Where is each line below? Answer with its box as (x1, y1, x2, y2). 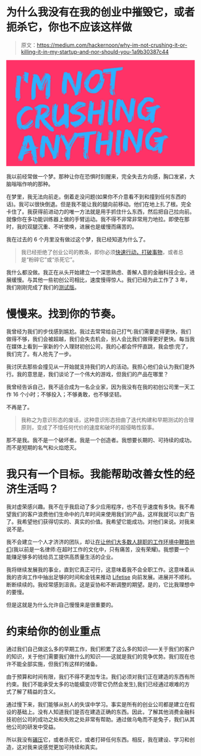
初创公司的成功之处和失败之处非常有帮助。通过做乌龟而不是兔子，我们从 (11, 716, 190, 723)
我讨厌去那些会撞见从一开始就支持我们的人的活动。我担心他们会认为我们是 (6, 363, 190, 370)
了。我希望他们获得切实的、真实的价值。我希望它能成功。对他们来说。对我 (6, 518, 190, 525)
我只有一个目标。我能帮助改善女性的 (6, 467, 185, 481)
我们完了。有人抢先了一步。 (6, 350, 75, 358)
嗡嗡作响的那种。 (11, 180, 54, 188)
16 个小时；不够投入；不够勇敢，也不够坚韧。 (13, 391, 125, 398)
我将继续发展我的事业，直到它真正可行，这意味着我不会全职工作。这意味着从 (6, 566, 195, 573)
